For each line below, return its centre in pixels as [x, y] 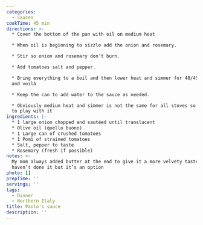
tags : [13, 190]
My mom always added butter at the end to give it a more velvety [97, 162]
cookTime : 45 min [28, 23]
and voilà [24, 83]
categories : [21, 12]
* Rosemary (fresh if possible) [53, 151]
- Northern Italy [34, 201]
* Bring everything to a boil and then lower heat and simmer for [97, 78]
